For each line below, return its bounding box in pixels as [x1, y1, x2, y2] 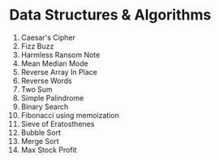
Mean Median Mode [20, 59, 88, 68]
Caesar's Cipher [20, 33, 75, 42]
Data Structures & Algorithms [9, 6, 212, 24]
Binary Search [20, 102, 69, 111]
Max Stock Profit [20, 145, 77, 154]
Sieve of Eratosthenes [20, 119, 95, 128]
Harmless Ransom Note [20, 50, 101, 59]
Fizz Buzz [20, 41, 54, 50]
